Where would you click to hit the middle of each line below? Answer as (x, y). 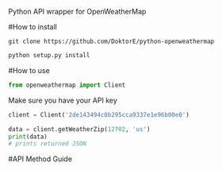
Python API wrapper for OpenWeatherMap (77, 12)
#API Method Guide (40, 159)
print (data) (28, 137)
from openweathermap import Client (67, 85)
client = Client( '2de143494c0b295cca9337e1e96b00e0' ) (99, 114)
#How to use (29, 70)
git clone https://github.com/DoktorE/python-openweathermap (111, 41)
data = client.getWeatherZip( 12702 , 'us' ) (79, 129)
